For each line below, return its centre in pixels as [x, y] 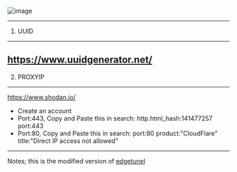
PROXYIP [31, 77]
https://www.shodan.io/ [42, 97]
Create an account [44, 111]
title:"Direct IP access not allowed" [68, 140]
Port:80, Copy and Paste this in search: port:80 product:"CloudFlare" [117, 133]
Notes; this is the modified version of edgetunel [77, 161]
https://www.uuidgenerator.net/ [80, 60]
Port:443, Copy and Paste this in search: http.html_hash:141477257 [115, 118]
